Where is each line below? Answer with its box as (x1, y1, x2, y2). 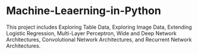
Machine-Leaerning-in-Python (6, 4, 161, 18)
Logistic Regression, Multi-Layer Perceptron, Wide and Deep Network (6, 29, 177, 36)
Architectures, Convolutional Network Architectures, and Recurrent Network (6, 36, 192, 43)
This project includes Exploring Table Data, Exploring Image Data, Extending (6, 23, 192, 31)
